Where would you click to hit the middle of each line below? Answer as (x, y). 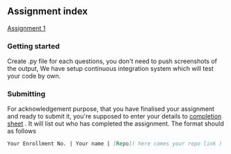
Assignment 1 (26, 28)
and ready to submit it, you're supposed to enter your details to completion (114, 117)
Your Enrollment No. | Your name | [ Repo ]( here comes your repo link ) (115, 144)
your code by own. (34, 76)
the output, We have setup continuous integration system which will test (111, 69)
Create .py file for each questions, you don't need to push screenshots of (112, 61)
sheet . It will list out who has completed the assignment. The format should (115, 123)
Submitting (26, 94)
